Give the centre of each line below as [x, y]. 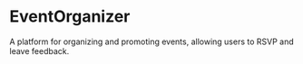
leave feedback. [39, 50]
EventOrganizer [70, 17]
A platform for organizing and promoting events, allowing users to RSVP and [152, 41]
